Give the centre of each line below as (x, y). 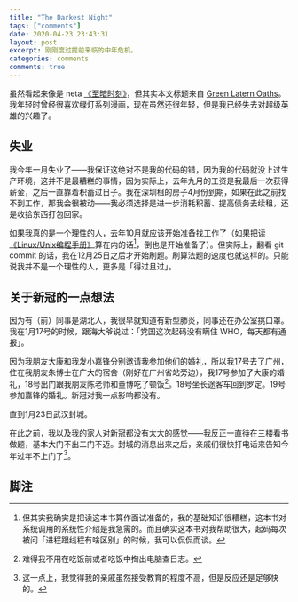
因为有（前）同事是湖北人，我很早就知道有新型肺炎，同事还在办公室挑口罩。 (149, 320)
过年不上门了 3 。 (46, 454)
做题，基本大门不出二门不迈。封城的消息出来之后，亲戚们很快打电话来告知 (145, 444)
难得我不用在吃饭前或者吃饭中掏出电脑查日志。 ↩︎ (112, 559)
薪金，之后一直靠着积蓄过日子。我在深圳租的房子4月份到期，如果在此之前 (144, 191)
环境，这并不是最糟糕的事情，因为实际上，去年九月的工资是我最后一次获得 (153, 181)
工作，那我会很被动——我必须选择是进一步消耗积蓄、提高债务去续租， (153, 203)
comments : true (37, 68)
